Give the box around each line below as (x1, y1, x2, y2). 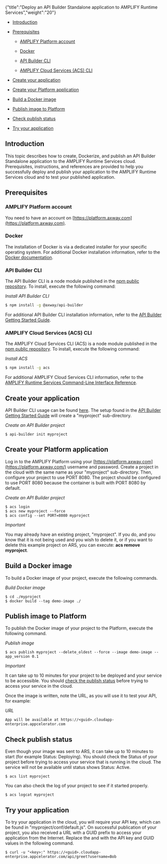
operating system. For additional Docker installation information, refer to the (5, 249, 161, 255)
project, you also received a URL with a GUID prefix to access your (5, 830, 142, 836)
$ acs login (5, 504, 30, 509)
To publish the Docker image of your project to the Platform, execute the (5, 625, 153, 631)
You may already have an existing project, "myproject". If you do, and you (5, 531, 156, 537)
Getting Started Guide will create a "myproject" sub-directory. (5, 412, 132, 418)
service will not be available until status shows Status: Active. (5, 764, 131, 770)
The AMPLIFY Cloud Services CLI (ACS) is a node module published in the (5, 341, 158, 347)
